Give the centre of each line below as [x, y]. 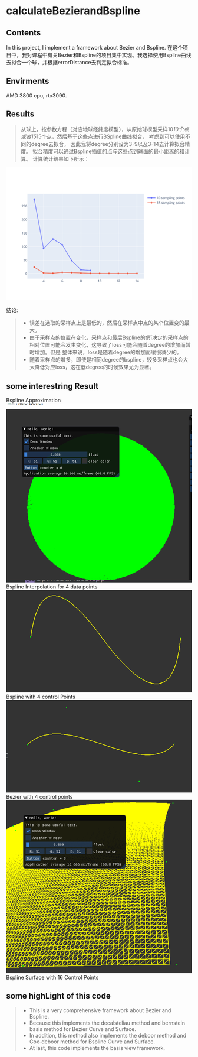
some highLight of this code [58, 996]
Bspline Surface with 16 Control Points [52, 977]
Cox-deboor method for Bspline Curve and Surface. [92, 1042]
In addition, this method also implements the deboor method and [108, 1035]
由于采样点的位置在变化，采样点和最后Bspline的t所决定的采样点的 [109, 337]
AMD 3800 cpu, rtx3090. [37, 95]
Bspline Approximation [33, 401]
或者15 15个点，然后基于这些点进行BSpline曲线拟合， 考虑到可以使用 [103, 136]
